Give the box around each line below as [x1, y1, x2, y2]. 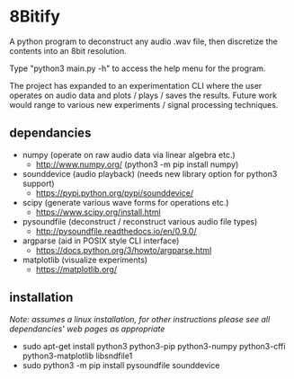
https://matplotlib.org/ [35, 263, 118, 275]
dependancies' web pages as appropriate [9, 323, 165, 334]
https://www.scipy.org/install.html [35, 207, 161, 217]
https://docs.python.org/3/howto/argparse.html [35, 244, 212, 255]
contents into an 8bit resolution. [9, 45, 128, 56]
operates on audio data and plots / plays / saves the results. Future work [9, 90, 277, 101]
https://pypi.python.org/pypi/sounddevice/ [35, 187, 194, 198]
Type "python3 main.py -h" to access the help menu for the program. [9, 63, 266, 74]
